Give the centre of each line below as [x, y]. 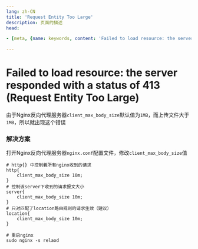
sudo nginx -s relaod [33, 241]
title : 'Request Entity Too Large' [50, 17]
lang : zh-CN [21, 11]
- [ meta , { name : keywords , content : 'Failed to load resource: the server [100, 39]
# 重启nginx [20, 235]
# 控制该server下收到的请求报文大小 [45, 187]
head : [13, 28]
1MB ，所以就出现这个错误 [36, 122]
